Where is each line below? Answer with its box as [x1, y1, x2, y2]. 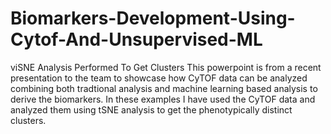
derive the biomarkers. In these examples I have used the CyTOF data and [10, 93, 316, 105]
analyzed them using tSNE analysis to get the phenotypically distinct [10, 103, 293, 116]
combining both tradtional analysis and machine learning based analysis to [10, 82, 318, 94]
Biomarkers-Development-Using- [10, 7, 296, 30]
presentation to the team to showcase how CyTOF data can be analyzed [10, 72, 308, 84]
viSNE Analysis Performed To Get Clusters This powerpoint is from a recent [10, 61, 322, 73]
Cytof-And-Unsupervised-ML [10, 28, 263, 51]
